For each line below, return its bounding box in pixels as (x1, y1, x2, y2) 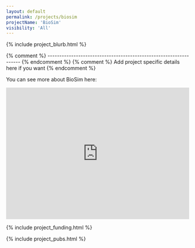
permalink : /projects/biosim (6, 14, 77, 20)
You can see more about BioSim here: (6, 76, 97, 83)
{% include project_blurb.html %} (6, 41, 87, 48)
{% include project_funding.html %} (6, 224, 93, 231)
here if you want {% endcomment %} (6, 65, 96, 72)
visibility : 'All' (6, 25, 51, 31)
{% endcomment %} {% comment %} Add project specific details (21, 58, 180, 66)
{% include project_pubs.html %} (6, 235, 86, 243)
